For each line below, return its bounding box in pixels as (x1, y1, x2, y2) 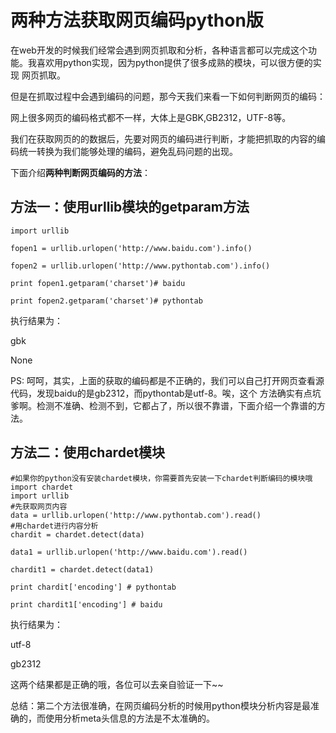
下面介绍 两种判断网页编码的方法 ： (10, 166, 151, 178)
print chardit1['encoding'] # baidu (10, 599, 163, 610)
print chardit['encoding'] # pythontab (10, 582, 177, 592)
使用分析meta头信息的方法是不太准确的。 (44, 712, 215, 724)
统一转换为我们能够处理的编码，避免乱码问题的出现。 (18, 145, 238, 157)
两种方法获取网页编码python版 (10, 9, 264, 32)
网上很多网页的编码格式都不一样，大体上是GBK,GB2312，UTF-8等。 (10, 111, 292, 123)
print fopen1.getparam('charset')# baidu (10, 278, 186, 288)
